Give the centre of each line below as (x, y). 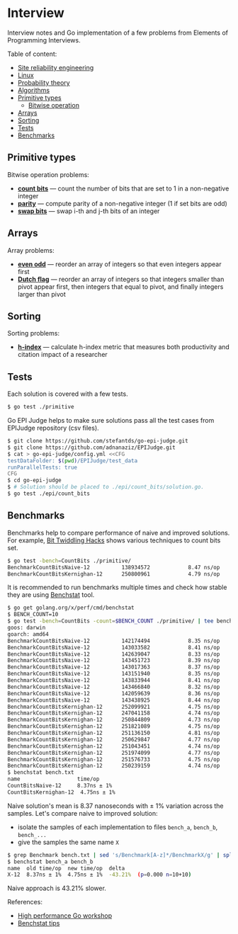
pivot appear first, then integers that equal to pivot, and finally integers (120, 286)
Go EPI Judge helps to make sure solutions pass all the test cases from (111, 421)
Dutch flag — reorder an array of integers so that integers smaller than (121, 279)
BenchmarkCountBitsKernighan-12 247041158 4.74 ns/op (114, 713)
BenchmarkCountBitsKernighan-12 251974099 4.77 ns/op (114, 753)
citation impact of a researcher (62, 355)
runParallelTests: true (42, 467)
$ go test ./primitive (41, 407)
